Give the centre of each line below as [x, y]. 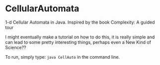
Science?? [16, 47]
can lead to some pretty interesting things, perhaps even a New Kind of [78, 42]
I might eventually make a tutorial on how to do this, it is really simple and [80, 37]
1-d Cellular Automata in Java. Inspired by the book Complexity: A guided [80, 22]
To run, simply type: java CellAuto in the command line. [63, 57]
